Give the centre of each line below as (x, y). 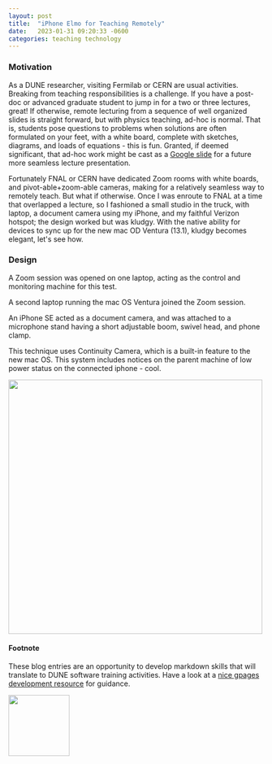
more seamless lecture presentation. (70, 163)
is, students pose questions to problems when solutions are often (118, 128)
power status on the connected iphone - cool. (85, 368)
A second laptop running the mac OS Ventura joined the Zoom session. (127, 302)
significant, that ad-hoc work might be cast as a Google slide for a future (130, 154)
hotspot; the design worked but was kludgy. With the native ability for (125, 221)
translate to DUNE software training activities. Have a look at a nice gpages (134, 675)
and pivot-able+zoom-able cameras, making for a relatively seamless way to (136, 187)
